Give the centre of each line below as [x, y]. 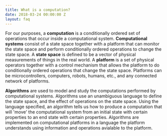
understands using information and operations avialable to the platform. [79, 128]
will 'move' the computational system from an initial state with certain [76, 112]
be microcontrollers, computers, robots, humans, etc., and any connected [81, 76]
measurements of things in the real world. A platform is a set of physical [79, 60]
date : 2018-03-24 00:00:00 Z [35, 14]
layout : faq [17, 19]
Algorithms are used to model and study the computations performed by [80, 91]
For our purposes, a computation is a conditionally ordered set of [73, 33]
